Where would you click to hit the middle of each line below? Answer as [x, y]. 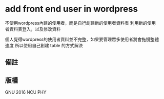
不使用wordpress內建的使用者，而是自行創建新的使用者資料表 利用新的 [76, 23]
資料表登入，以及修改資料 [35, 29]
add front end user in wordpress [72, 9]
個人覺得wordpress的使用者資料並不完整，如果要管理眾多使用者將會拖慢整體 [82, 39]
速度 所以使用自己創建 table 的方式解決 [44, 45]
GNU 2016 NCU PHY [26, 92]
